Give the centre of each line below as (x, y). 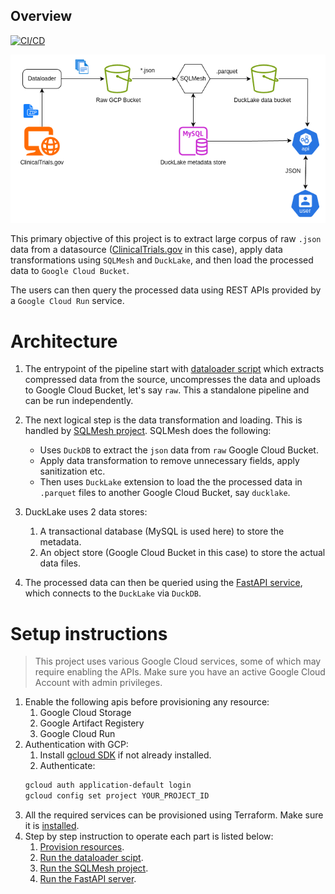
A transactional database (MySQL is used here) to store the (162, 531)
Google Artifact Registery (92, 723)
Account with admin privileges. (98, 683)
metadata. (60, 542)
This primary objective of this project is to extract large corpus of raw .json (166, 239)
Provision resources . (82, 847)
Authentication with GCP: (76, 745)
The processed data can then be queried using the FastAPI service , (163, 583)
